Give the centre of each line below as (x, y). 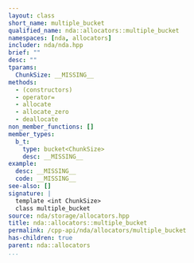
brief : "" (25, 53)
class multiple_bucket (53, 208)
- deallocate (37, 120)
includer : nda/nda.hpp (46, 45)
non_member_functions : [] (51, 127)
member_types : (32, 134)
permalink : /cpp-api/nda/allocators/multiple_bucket (97, 231)
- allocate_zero (42, 112)
